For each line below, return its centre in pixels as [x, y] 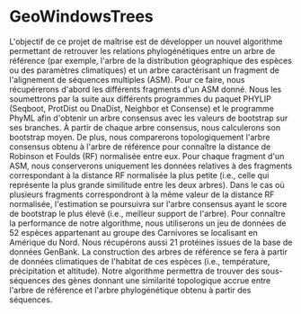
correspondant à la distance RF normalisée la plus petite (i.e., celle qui [139, 175]
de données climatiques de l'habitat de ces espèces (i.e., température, [140, 261]
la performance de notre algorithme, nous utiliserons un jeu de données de [148, 223]
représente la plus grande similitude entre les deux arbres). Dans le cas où [147, 184]
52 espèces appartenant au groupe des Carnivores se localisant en [133, 232]
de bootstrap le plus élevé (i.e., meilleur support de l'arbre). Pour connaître [147, 213]
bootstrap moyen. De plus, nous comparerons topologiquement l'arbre [140, 137]
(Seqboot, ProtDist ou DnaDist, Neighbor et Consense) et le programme [142, 108]
